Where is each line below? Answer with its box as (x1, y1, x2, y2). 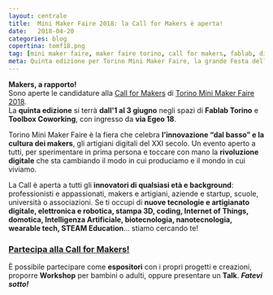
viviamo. (8, 164, 37, 174)
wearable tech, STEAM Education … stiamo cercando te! (8, 223, 199, 232)
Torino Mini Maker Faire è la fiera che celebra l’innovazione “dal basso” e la (8, 129, 265, 139)
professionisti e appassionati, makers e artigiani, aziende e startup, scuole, (8, 189, 258, 198)
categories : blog (8, 34, 67, 43)
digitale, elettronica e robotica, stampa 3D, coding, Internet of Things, (8, 206, 249, 215)
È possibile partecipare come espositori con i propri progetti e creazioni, (8, 262, 252, 272)
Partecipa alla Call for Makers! (8, 243, 130, 254)
